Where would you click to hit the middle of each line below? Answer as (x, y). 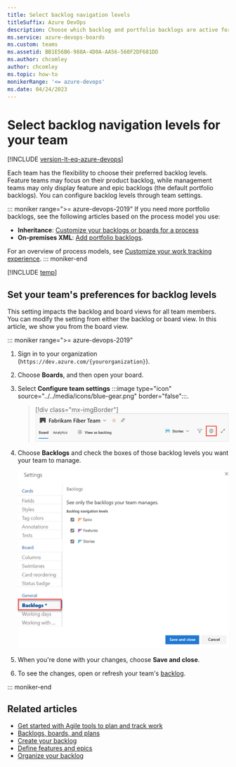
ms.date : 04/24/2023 (38, 89)
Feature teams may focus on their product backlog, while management (110, 180)
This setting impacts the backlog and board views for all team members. (112, 312)
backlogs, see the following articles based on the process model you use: (114, 217)
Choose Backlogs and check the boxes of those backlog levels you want (123, 453)
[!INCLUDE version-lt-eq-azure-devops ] (65, 159)
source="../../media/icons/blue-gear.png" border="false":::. (103, 396)
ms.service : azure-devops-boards (56, 37)
